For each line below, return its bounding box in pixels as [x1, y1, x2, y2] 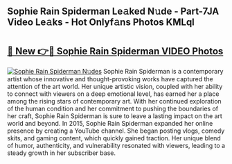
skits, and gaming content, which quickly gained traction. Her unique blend [7, 134, 222, 142]
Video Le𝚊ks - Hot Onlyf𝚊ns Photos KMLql [7, 17, 195, 28]
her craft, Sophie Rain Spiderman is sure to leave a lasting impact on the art [7, 112, 223, 120]
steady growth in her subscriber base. [7, 149, 116, 157]
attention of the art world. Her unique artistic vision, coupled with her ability [7, 83, 223, 90]
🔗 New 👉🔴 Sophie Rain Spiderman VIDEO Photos [7, 45, 224, 57]
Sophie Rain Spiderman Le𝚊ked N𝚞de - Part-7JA [7, 6, 220, 17]
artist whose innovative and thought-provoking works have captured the [7, 75, 213, 83]
